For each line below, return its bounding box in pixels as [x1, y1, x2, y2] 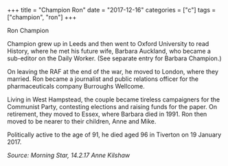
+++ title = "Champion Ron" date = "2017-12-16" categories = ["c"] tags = [7, 6, 216, 14]
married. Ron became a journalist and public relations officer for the [7, 75, 199, 83]
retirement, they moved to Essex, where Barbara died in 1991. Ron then [7, 110, 207, 118]
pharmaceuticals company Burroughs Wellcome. [7, 82, 146, 90]
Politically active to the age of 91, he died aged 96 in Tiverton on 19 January [7, 130, 222, 139]
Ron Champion [7, 27, 49, 34]
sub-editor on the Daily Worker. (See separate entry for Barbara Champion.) [7, 54, 222, 62]
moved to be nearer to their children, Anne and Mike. [7, 117, 157, 126]
